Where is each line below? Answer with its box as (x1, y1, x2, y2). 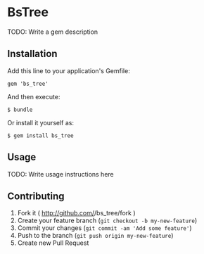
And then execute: (7, 92, 60, 101)
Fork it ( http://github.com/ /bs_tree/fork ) (17, 209, 136, 217)
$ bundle (7, 106, 33, 113)
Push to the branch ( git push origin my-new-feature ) (17, 231, 174, 240)
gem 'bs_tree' (7, 80, 49, 87)
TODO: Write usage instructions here (7, 170, 114, 178)
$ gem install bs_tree (7, 132, 74, 139)
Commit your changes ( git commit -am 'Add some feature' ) (17, 224, 192, 232)
